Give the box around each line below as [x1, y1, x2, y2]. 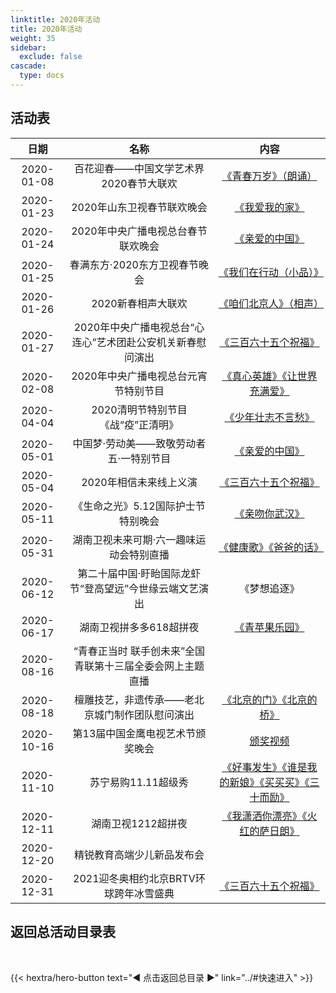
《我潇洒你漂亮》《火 [221, 809, 318, 823]
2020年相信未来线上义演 [81, 475, 198, 489]
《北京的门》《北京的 [221, 692, 318, 706]
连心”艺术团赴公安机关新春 [71, 335, 197, 349]
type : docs [19, 71, 65, 81]
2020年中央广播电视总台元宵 [71, 369, 208, 383]
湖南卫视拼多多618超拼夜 [79, 620, 200, 634]
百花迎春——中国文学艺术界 [73, 161, 205, 175]
